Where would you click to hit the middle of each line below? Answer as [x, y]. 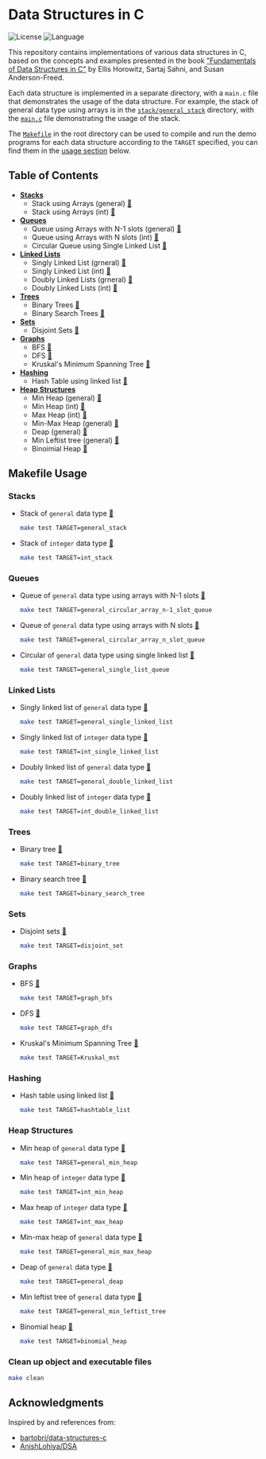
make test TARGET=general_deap [71, 1282]
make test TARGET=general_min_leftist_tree [93, 1311]
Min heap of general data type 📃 [73, 1148]
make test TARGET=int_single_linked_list [89, 752]
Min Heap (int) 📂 [58, 406]
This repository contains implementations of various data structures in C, [127, 52]
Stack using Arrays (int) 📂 [73, 212]
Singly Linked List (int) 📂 [71, 271]
